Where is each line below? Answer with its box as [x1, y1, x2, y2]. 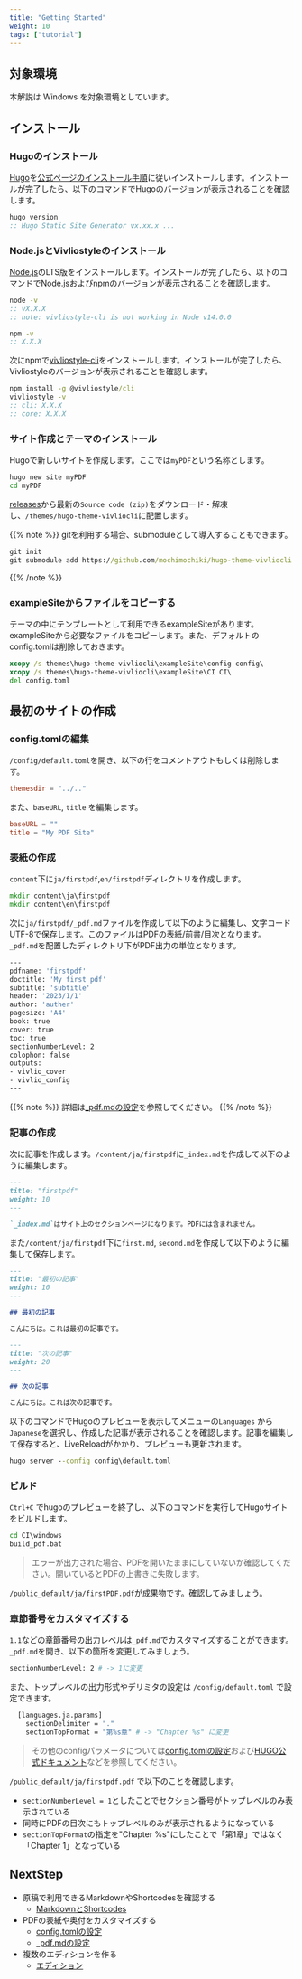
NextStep [9, 1867, 64, 1882]
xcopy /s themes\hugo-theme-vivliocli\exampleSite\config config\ [9, 659, 264, 668]
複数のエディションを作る [22, 1948, 117, 1959]
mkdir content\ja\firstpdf [9, 891, 111, 900]
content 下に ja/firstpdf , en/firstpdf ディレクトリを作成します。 [9, 873, 246, 884]
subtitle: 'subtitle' [9, 983, 91, 993]
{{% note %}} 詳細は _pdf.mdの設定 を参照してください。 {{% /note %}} [9, 1101, 272, 1112]
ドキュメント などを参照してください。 [39, 1756, 182, 1767]
